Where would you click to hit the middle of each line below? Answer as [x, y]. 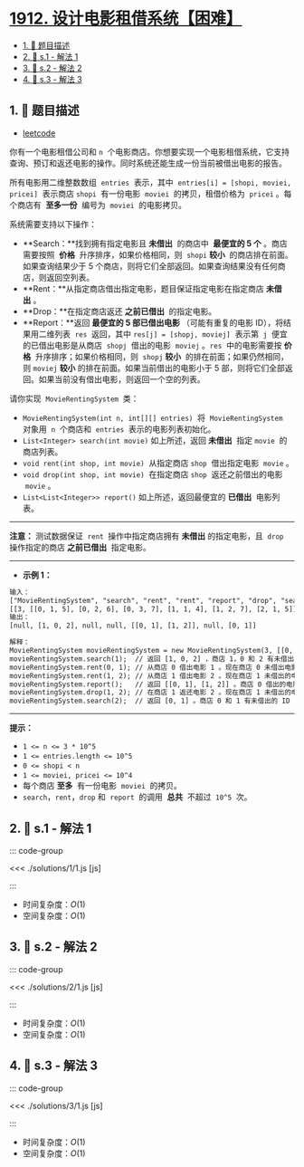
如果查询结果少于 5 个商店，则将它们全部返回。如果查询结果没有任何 [150, 266]
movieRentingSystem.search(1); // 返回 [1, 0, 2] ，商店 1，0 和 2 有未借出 [152, 659]
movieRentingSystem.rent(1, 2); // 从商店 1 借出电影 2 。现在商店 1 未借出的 [151, 675]
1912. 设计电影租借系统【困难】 [126, 19]
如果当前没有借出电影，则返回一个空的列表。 [122, 379]
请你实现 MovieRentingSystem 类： [74, 398]
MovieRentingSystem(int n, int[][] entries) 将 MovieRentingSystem [152, 417]
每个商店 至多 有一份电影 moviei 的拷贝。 [102, 786]
